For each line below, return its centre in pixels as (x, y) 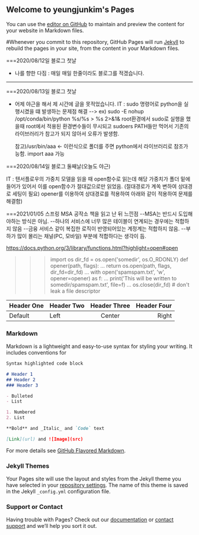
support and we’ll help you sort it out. (52, 526)
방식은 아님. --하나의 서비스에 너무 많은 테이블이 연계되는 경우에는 (97, 221)
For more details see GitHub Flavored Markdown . (66, 450)
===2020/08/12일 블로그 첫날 (41, 60)
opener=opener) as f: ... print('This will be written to (113, 278)
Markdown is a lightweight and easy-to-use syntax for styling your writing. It (99, 346)
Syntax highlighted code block (45, 364)
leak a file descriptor (75, 291)
